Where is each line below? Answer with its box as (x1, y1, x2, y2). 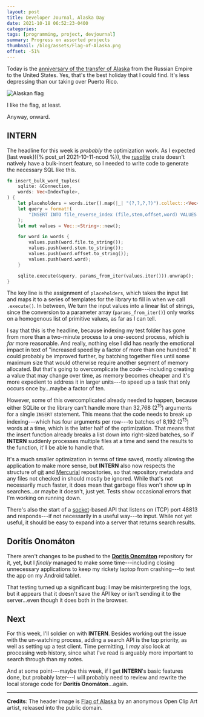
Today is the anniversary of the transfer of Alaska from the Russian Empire (7, 65, 192, 72)
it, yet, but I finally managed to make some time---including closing (7, 559, 175, 566)
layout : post (7, 8, 40, 15)
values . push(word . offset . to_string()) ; (28, 251, 130, 257)
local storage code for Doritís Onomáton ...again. (7, 680, 129, 688)
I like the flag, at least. (7, 101, 62, 108)
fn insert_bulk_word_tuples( (7, 178, 81, 184)
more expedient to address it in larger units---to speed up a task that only (7, 378, 191, 385)
